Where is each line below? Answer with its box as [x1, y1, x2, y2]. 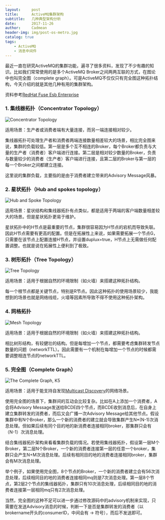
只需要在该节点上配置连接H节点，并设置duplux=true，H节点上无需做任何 [5, 237, 152, 243]
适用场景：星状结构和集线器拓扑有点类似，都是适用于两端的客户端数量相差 [5, 208, 156, 213]
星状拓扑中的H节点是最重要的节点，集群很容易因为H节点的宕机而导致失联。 [5, 224, 158, 230]
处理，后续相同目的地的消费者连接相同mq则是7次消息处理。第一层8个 [9, 474, 150, 481]
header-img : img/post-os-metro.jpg [5, 30, 78, 35]
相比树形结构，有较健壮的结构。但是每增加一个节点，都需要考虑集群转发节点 [5, 340, 160, 346]
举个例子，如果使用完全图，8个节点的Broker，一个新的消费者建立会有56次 [5, 468, 156, 474]
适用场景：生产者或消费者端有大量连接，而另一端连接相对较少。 [5, 127, 134, 133]
